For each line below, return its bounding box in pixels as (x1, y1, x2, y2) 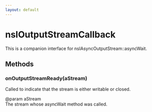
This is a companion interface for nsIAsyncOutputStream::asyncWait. (5, 45, 147, 51)
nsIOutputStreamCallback (5, 28, 116, 40)
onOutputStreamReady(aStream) (5, 74, 87, 81)
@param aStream (5, 96, 41, 102)
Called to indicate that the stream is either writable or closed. (5, 86, 131, 92)
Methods (5, 59, 34, 68)
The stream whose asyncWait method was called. (5, 101, 107, 107)
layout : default (5, 7, 39, 12)
